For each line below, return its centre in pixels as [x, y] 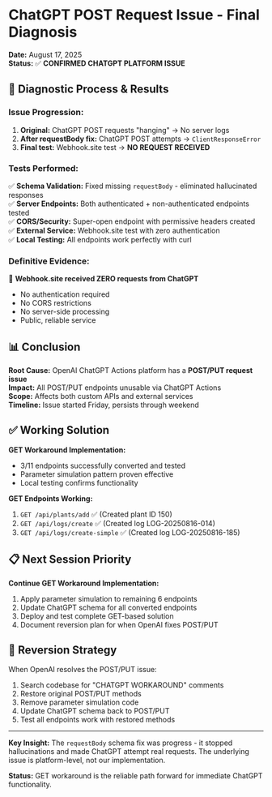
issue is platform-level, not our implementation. [87, 761]
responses [26, 195]
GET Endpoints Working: [51, 498]
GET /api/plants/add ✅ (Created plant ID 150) [96, 514]
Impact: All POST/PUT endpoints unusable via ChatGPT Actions [115, 388]
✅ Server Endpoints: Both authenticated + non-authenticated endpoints [129, 204]
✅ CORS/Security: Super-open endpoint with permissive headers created [132, 221]
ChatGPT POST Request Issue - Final [134, 15]
